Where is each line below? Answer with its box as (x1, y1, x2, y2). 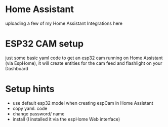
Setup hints (5, 83, 55, 95)
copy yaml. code (12, 105, 48, 111)
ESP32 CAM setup (5, 38, 84, 50)
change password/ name (12, 110, 65, 117)
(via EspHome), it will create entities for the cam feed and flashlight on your (5, 60, 162, 66)
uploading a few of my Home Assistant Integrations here (5, 20, 123, 26)
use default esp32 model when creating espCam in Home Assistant (12, 100, 153, 106)
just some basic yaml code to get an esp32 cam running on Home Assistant (5, 55, 163, 61)
